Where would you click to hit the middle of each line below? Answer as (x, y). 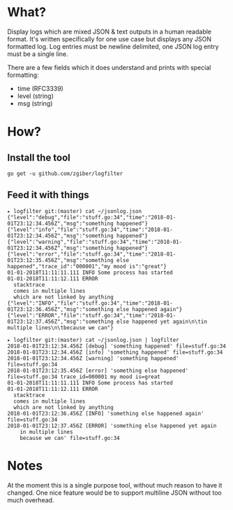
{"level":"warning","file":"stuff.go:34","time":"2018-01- (95, 242)
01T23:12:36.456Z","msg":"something (60, 309)
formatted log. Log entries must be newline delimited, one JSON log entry (113, 46)
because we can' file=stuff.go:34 (70, 438)
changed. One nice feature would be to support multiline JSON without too (114, 492)
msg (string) (35, 103)
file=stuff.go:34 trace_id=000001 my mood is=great (84, 377)
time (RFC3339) (40, 88)
